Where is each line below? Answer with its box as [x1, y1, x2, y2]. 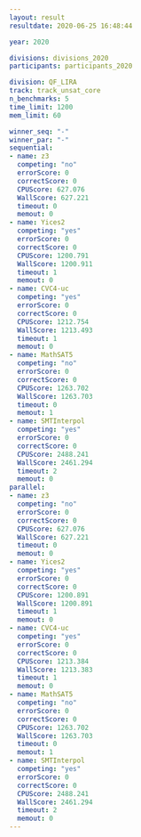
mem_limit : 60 [9, 110, 62, 120]
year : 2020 [9, 37, 50, 46]
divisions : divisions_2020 [9, 53, 109, 62]
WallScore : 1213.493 [17, 326, 93, 335]
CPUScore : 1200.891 [17, 590, 90, 599]
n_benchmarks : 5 [9, 94, 69, 103]
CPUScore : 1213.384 [17, 656, 90, 666]
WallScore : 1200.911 [17, 259, 93, 268]
